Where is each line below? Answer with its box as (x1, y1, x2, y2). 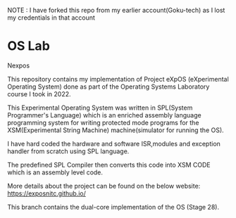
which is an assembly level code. (7, 168, 104, 177)
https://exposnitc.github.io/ (7, 189, 87, 198)
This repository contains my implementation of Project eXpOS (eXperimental (7, 75, 229, 83)
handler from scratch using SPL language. (7, 147, 130, 155)
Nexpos (7, 61, 30, 70)
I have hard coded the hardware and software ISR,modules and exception (7, 139, 221, 148)
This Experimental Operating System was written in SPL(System (7, 103, 193, 112)
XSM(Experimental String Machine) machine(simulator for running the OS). (7, 126, 224, 134)
